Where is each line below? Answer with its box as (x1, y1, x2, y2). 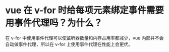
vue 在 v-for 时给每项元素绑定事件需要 (5, 5, 164, 16)
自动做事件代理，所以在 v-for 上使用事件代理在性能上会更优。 (5, 41, 133, 47)
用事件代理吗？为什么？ (5, 17, 103, 29)
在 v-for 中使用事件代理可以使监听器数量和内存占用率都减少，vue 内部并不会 (5, 35, 164, 41)
